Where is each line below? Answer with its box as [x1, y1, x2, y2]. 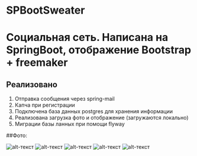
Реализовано [6, 79, 58, 90]
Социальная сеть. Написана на [6, 31, 169, 44]
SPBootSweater [6, 4, 85, 17]
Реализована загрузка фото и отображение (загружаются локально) [14, 114, 189, 122]
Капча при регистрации [14, 101, 75, 109]
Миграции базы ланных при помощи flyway [14, 120, 125, 128]
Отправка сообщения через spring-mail [14, 95, 115, 103]
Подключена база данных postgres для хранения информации [14, 108, 173, 115]
